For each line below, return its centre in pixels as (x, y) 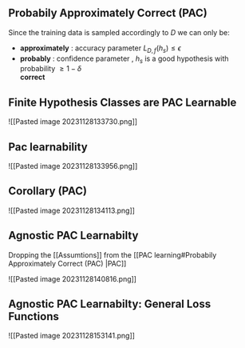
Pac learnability (48, 147)
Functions (34, 316)
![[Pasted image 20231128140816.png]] (73, 278)
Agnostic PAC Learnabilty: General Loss (110, 304)
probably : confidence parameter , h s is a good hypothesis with (124, 59)
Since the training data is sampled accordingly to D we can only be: (119, 32)
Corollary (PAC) (48, 191)
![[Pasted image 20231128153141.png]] (72, 336)
